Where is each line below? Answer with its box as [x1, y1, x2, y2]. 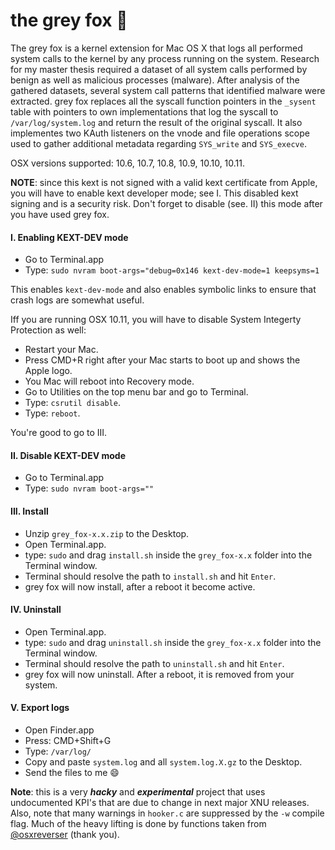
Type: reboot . [24, 407, 81, 419]
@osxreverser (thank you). [10, 828, 120, 840]
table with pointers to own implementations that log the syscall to [10, 105, 279, 118]
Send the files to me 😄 [24, 766, 120, 778]
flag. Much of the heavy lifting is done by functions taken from [10, 817, 267, 829]
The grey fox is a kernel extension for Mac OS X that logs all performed [10, 42, 303, 54]
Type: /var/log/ [24, 745, 92, 757]
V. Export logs [10, 702, 70, 714]
